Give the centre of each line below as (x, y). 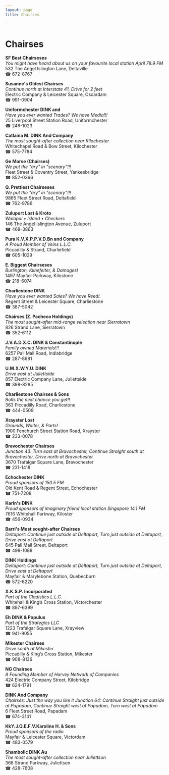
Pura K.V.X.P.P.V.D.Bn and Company (45, 239)
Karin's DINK (19, 503)
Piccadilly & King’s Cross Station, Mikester (49, 654)
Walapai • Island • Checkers (35, 219)
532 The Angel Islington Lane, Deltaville (47, 69)
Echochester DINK (25, 477)
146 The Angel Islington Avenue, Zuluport (48, 224)
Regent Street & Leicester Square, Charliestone (54, 301)
